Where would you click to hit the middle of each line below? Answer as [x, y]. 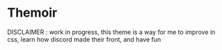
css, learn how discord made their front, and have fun [84, 39]
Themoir [32, 13]
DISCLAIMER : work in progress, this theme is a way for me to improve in [111, 32]
